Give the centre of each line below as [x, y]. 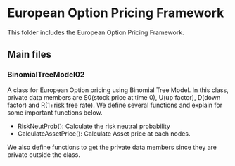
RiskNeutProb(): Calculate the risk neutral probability [94, 126]
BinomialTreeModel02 [46, 75]
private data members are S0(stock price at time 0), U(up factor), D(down [114, 97]
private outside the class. [44, 154]
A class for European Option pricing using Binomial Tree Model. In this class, [118, 90]
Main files [29, 55]
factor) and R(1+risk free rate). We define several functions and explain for [115, 105]
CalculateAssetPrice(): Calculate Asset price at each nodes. [104, 133]
